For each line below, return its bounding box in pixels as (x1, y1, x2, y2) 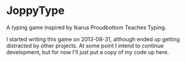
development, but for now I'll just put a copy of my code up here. (6, 48, 170, 55)
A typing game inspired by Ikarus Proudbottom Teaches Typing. (6, 24, 166, 31)
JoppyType (6, 4, 65, 18)
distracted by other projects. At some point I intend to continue (6, 42, 164, 49)
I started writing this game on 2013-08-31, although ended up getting (6, 35, 180, 43)
